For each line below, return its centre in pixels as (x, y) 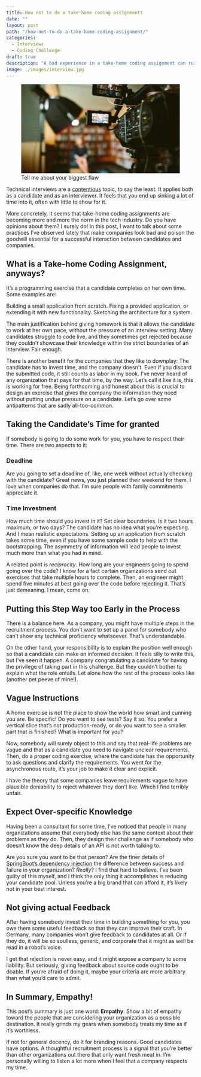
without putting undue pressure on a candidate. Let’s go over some (89, 399)
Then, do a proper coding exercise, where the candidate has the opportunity (100, 756)
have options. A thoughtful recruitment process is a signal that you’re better (99, 1048)
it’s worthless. (23, 1030)
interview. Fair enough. (34, 349)
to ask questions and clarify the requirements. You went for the (84, 762)
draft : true (21, 57)
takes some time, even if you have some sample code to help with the (92, 540)
